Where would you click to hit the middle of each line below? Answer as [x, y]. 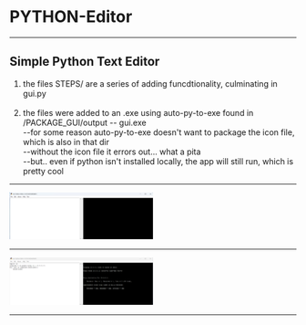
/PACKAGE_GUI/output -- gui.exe [85, 122]
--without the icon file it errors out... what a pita [112, 152]
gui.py [35, 93]
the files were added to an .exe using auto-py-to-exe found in [138, 112]
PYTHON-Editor [71, 17]
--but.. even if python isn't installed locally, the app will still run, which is [158, 161]
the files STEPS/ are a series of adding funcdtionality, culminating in [150, 83]
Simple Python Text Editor [85, 62]
